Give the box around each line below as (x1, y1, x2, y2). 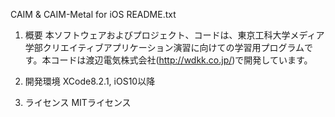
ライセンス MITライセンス (24, 97, 132, 108)
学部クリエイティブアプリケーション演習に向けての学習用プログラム (24, 42, 305, 53)
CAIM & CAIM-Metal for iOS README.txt (10, 9, 177, 20)
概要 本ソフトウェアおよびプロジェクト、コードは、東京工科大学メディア (24, 29, 325, 41)
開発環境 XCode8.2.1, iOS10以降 (24, 75, 156, 87)
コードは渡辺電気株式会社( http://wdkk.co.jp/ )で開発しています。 (50, 54, 313, 66)
